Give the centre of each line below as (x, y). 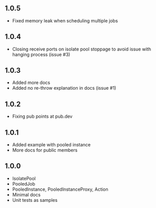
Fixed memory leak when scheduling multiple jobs (65, 20)
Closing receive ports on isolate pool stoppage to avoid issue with (82, 49)
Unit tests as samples (35, 200)
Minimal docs (26, 194)
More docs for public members (45, 150)
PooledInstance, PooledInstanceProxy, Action (60, 189)
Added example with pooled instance (51, 145)
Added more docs (31, 83)
